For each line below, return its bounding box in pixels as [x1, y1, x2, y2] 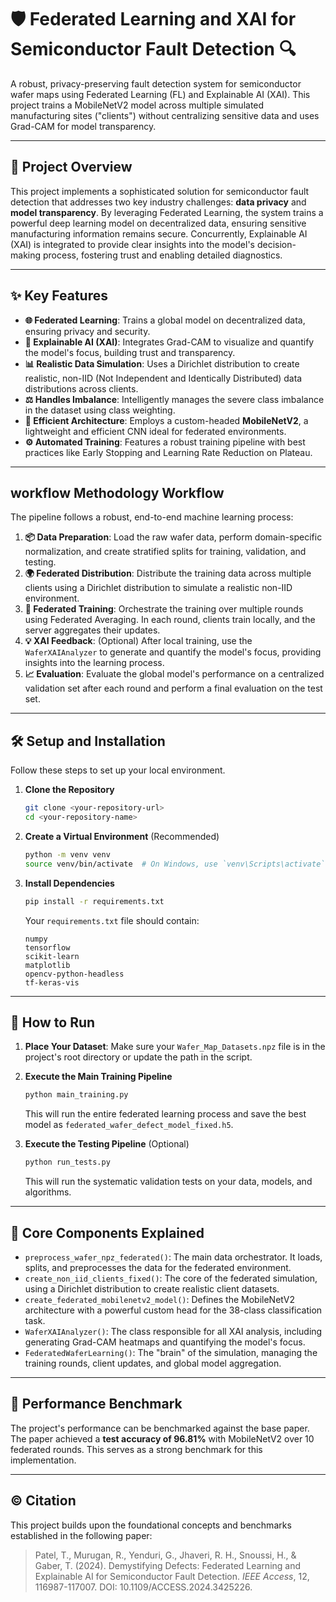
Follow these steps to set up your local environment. [10, 764, 226, 776]
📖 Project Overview [10, 159, 133, 176]
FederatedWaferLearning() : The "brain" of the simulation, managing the [24, 1346, 318, 1358]
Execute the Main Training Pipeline [24, 1071, 173, 1083]
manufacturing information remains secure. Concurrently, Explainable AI [10, 227, 308, 240]
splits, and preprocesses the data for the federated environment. [24, 1261, 292, 1273]
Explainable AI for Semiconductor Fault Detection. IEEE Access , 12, [34, 1570, 310, 1582]
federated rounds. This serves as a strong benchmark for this [10, 1443, 263, 1455]
